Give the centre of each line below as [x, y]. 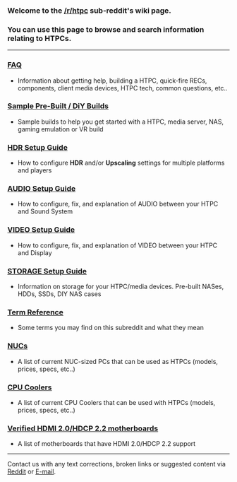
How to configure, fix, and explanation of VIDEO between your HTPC [117, 245]
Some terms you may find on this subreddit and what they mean [111, 328]
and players [35, 170]
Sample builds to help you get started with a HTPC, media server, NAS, [121, 122]
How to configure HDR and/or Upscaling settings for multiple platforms [121, 163]
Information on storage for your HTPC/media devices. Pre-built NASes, [121, 286]
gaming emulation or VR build [60, 129]
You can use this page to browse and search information [106, 29]
